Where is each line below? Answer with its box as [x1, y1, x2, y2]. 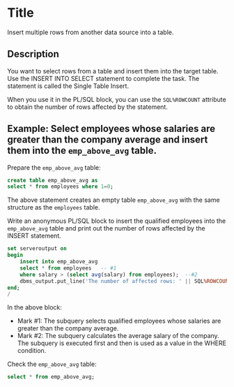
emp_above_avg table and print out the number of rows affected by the [7, 224, 205, 233]
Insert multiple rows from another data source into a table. [7, 28, 174, 36]
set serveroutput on [7, 245, 68, 252]
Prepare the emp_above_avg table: [7, 163, 101, 172]
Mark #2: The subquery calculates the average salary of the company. [17, 332, 219, 340]
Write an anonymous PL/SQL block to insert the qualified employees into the [7, 217, 226, 225]
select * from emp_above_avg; [7, 374, 95, 381]
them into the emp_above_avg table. [7, 145, 157, 156]
